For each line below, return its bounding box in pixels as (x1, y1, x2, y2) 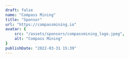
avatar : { (5, 27, 27, 32)
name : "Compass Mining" (5, 12, 56, 17)
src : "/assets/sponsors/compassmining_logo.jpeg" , (14, 31, 125, 36)
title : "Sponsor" (5, 17, 42, 22)
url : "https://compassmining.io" (5, 22, 77, 27)
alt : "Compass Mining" (14, 36, 63, 42)
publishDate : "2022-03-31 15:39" (5, 46, 77, 51)
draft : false (5, 7, 33, 13)
